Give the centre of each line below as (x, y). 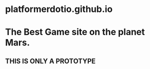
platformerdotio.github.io (59, 9)
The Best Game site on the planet (75, 32)
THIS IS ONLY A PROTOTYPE (50, 61)
